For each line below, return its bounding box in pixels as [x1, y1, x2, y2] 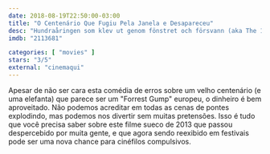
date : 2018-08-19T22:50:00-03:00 [8, 11, 121, 20]
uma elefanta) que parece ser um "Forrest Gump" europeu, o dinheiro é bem [8, 94, 262, 103]
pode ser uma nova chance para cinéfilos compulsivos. [8, 136, 191, 146]
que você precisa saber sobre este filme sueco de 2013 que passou [8, 120, 233, 129]
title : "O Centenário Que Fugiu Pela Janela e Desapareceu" [8, 19, 215, 27]
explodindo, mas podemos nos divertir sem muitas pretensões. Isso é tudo [8, 111, 256, 120]
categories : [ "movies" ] [8, 49, 95, 57]
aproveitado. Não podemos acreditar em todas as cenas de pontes [8, 102, 230, 112]
